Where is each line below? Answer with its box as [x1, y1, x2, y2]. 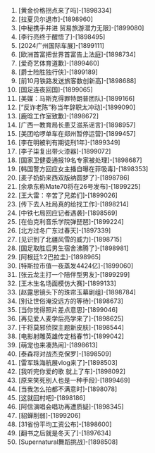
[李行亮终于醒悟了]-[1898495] [18, 32, 106, 41]
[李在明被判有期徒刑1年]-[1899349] [18, 138, 120, 147]
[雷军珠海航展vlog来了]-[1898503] [18, 359, 118, 366]
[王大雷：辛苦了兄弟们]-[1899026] [18, 191, 118, 199]
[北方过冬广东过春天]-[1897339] [18, 226, 111, 235]
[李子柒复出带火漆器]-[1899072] [18, 147, 111, 155]
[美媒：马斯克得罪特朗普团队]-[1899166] [18, 94, 135, 102]
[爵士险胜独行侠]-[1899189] [18, 68, 98, 76]
